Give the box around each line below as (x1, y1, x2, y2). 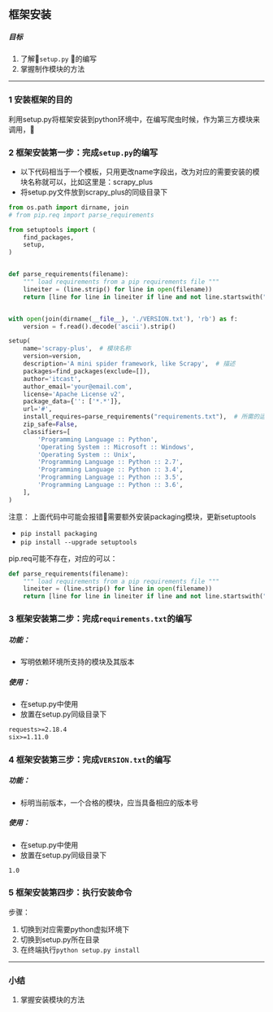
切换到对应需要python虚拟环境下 (19, 924, 130, 934)
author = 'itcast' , (23, 375, 82, 383)
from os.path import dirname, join (8, 203, 129, 212)
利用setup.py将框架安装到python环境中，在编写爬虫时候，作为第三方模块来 (8, 114, 261, 124)
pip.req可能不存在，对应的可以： (8, 553, 118, 563)
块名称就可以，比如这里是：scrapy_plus (19, 177, 153, 186)
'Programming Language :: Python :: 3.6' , (37, 481, 184, 489)
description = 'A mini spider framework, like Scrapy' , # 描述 (23, 360, 236, 368)
